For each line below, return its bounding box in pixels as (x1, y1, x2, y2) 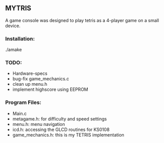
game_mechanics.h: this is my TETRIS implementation (12, 131, 124, 137)
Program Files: (5, 99, 42, 106)
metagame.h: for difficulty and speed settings (12, 115, 107, 122)
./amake (5, 47, 22, 53)
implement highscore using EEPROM (12, 86, 89, 92)
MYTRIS (5, 4, 32, 13)
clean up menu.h (12, 81, 48, 87)
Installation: (5, 35, 35, 42)
